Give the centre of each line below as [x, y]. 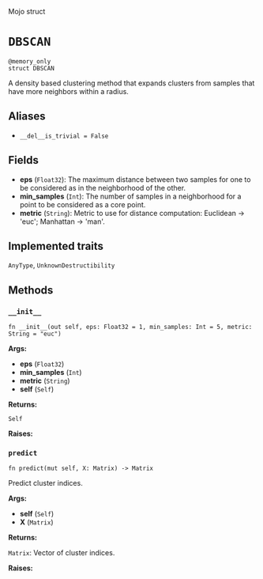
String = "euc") [35, 334]
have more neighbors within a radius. [68, 91]
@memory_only [30, 61]
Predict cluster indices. [45, 483]
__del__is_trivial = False [64, 136]
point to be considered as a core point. [83, 204]
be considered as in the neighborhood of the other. [103, 187]
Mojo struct [27, 11]
